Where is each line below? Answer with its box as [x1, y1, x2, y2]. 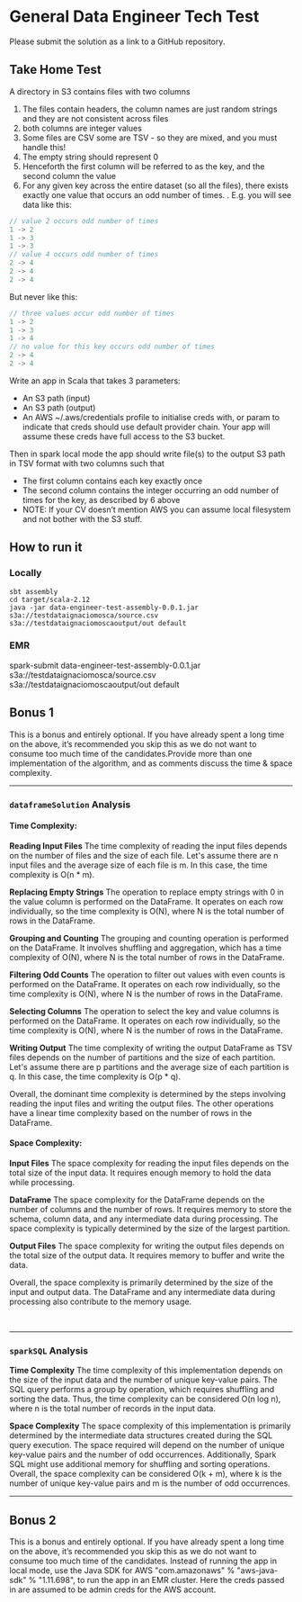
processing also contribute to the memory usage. [9, 1296, 191, 1307]
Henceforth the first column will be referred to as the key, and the [22, 160, 265, 172]
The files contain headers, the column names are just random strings [22, 103, 278, 114]
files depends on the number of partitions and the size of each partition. [9, 1051, 276, 1063]
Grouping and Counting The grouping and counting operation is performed [9, 932, 289, 943]
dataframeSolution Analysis [9, 798, 131, 811]
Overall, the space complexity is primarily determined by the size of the [9, 1277, 274, 1288]
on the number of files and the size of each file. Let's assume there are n [9, 850, 279, 860]
